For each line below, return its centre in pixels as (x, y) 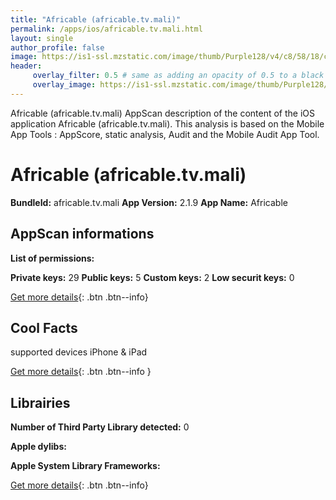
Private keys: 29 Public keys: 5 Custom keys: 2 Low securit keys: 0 (152, 277)
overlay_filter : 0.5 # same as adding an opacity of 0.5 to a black (178, 76)
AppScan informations (82, 234)
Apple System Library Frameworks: (85, 466)
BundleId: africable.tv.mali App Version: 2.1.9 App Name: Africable (149, 202)
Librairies (40, 402)
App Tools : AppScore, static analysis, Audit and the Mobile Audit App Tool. (165, 134)
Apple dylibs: (38, 447)
